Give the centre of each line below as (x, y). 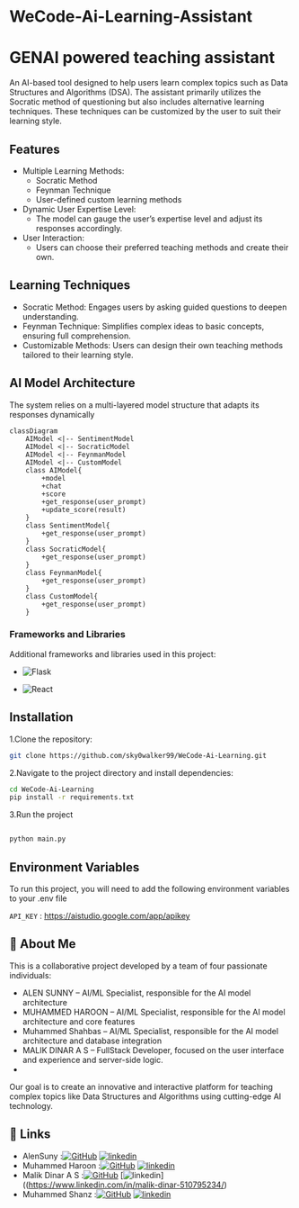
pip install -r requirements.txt (72, 798)
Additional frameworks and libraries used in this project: (113, 654)
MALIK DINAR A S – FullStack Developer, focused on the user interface (153, 1050)
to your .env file (38, 898)
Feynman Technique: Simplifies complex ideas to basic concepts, (143, 326)
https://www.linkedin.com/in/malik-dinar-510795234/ (126, 1185)
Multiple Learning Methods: (73, 171)
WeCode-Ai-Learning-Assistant (131, 17)
